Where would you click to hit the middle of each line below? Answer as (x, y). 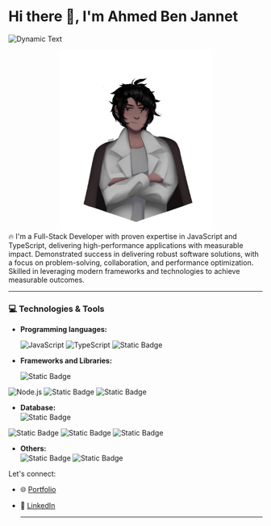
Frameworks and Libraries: (66, 361)
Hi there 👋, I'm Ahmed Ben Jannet (123, 17)
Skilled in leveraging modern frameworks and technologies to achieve (124, 271)
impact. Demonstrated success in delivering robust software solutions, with (134, 255)
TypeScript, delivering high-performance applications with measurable (126, 246)
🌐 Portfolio (38, 490)
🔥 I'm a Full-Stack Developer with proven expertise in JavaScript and (123, 237)
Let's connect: (32, 474)
